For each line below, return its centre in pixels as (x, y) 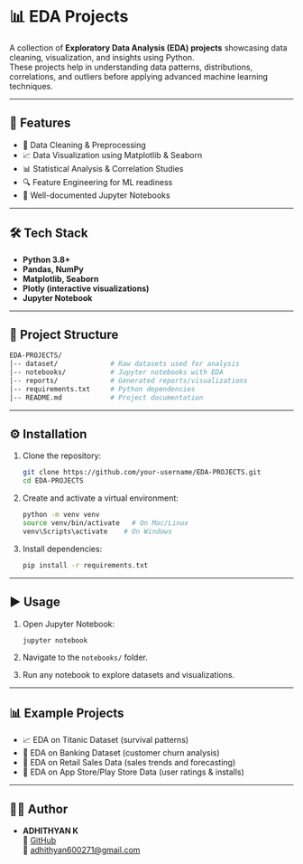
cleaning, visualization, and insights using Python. (102, 57)
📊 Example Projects (67, 713)
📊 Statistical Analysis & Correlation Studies (103, 168)
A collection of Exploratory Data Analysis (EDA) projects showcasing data (148, 47)
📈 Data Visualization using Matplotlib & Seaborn (112, 155)
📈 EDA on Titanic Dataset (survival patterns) (106, 740)
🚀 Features (40, 123)
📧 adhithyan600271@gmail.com (81, 850)
